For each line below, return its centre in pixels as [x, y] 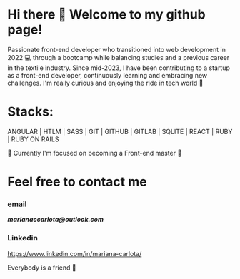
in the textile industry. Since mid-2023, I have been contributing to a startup [119, 68]
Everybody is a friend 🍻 [42, 268]
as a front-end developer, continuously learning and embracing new [107, 75]
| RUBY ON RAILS [33, 139]
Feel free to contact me [77, 182]
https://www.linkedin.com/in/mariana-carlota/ [75, 253]
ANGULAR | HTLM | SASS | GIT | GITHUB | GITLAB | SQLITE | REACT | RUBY [120, 131]
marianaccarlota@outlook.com [56, 220]
